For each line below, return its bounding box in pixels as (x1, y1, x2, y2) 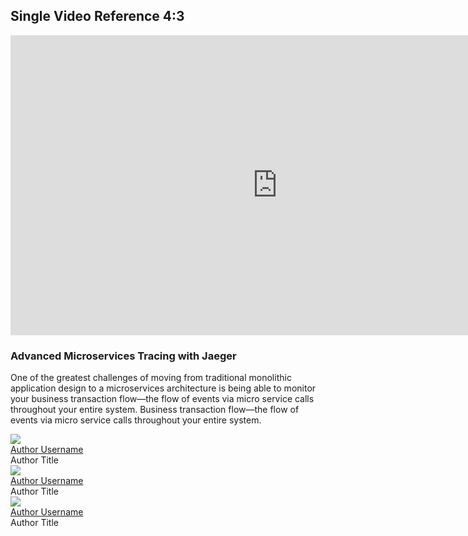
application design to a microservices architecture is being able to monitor (10, 382, 317, 394)
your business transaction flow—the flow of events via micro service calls (10, 393, 315, 405)
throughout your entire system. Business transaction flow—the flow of (10, 404, 300, 416)
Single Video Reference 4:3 (10, 8, 185, 25)
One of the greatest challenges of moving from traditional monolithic (10, 372, 292, 384)
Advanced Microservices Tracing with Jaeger (10, 349, 237, 363)
